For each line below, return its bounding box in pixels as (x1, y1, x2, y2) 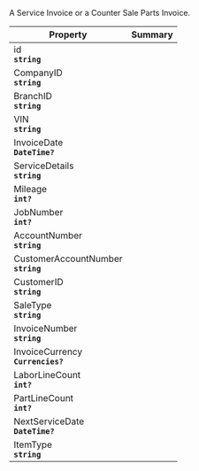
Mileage (13, 183, 47, 195)
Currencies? (13, 357, 65, 367)
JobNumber (13, 206, 64, 218)
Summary (131, 28, 174, 41)
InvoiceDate (13, 136, 64, 149)
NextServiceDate (13, 415, 85, 428)
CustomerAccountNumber (13, 252, 123, 265)
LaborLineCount (13, 369, 81, 381)
